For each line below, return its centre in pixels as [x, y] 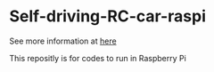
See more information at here [63, 41]
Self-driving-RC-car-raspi [108, 16]
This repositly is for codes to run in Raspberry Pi [98, 58]
